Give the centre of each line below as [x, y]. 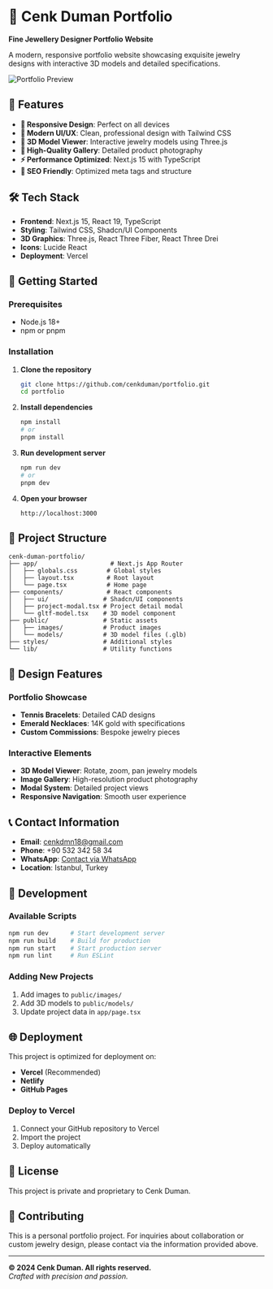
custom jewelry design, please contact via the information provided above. [133, 1244]
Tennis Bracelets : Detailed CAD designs [88, 715]
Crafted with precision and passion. [68, 1276]
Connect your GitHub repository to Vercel [90, 1128]
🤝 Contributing [46, 1216]
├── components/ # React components [91, 592]
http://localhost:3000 [58, 513]
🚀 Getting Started [53, 281]
